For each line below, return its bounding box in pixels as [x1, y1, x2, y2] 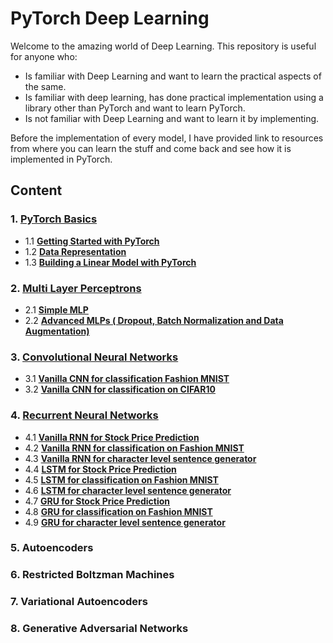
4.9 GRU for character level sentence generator [24, 516, 226, 528]
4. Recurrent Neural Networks [10, 408, 159, 422]
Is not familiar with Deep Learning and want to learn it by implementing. [24, 112, 320, 124]
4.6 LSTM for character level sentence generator [24, 484, 232, 496]
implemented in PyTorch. [10, 153, 113, 165]
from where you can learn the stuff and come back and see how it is [10, 142, 292, 154]
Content [10, 182, 63, 199]
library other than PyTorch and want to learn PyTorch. [24, 102, 246, 114]
